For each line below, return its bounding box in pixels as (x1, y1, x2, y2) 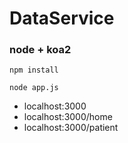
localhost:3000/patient (23, 122, 119, 134)
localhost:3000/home (23, 111, 113, 123)
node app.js (9, 83, 59, 93)
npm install (9, 65, 59, 76)
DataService (9, 7, 115, 30)
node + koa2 (9, 43, 72, 57)
